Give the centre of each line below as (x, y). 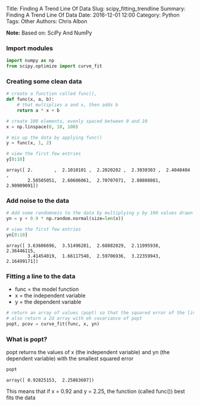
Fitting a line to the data (41, 276)
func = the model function (47, 289)
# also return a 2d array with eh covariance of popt (74, 318)
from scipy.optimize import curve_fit (54, 66)
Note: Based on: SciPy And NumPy (49, 33)
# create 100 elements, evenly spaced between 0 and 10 (77, 121)
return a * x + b (38, 110)
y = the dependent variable (48, 302)
